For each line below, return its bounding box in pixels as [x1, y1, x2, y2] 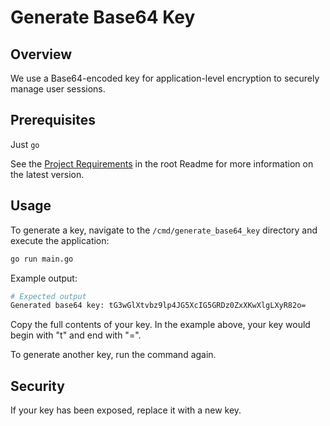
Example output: [10, 272, 78, 284]
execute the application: [10, 234, 110, 246]
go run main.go [10, 254, 74, 264]
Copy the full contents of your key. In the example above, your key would [10, 319, 311, 331]
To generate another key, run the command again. [10, 349, 217, 361]
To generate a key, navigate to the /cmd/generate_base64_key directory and [10, 224, 318, 236]
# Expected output [10, 291, 87, 301]
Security [10, 377, 65, 395]
